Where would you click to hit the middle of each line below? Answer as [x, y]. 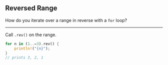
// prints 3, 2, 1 [24, 58]
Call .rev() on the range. [31, 34]
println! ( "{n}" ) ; [32, 48]
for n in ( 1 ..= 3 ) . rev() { [32, 44]
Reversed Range [31, 8]
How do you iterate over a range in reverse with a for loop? [66, 20]
